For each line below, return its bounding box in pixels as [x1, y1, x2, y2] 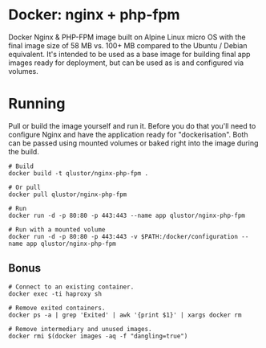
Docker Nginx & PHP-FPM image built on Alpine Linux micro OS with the [8, 32, 246, 42]
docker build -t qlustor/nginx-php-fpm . [8, 169, 149, 178]
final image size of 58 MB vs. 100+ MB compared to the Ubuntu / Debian [8, 40, 248, 50]
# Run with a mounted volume [8, 225, 106, 234]
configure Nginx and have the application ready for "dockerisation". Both [8, 129, 248, 139]
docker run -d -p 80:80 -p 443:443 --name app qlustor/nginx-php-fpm [8, 211, 246, 219]
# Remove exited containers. [8, 304, 106, 312]
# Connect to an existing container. [8, 283, 135, 291]
